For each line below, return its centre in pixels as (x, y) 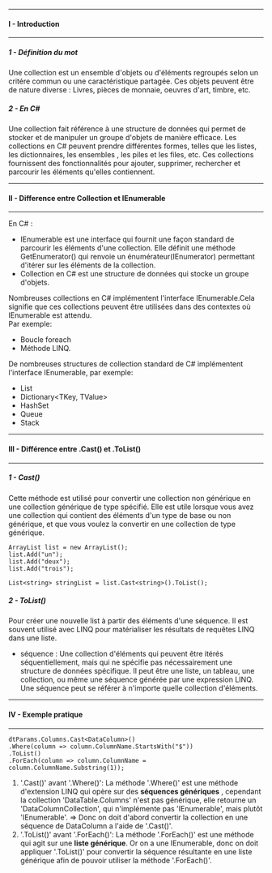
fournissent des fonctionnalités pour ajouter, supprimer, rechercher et (125, 164)
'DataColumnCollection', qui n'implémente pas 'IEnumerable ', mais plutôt (141, 808)
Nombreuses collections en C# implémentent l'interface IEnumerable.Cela (132, 298)
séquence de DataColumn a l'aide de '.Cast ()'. (96, 826)
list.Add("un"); (36, 554)
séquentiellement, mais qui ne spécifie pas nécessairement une (126, 662)
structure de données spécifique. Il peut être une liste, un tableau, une (137, 671)
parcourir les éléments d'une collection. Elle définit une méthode (128, 248)
